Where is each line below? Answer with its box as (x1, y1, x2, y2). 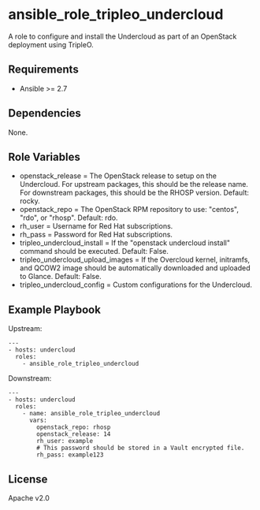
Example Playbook (8, 303, 101, 316)
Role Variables (8, 150, 80, 163)
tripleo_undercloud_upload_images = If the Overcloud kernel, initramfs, (19, 255, 251, 265)
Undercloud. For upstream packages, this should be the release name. (19, 180, 248, 189)
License (8, 472, 48, 486)
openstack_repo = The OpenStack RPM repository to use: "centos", (19, 205, 239, 214)
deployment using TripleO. (8, 39, 95, 49)
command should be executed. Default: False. (19, 247, 169, 256)
